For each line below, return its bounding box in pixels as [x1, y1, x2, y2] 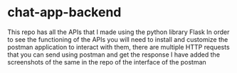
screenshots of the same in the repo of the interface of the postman [7, 57, 206, 66]
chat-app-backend [7, 4, 122, 21]
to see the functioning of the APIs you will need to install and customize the [7, 35, 228, 43]
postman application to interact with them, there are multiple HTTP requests [7, 43, 230, 51]
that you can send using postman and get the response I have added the [7, 50, 221, 59]
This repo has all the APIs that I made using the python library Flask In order [7, 28, 230, 36]
